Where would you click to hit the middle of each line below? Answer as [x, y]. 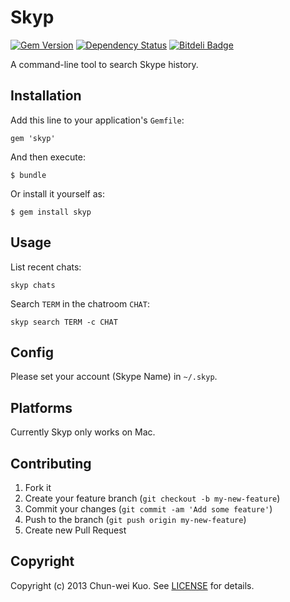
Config [32, 352]
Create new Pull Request [75, 530]
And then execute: [48, 157]
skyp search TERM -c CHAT [64, 322]
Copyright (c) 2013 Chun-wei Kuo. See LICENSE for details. [132, 585]
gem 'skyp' [33, 138]
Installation [46, 96]
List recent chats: [46, 267]
